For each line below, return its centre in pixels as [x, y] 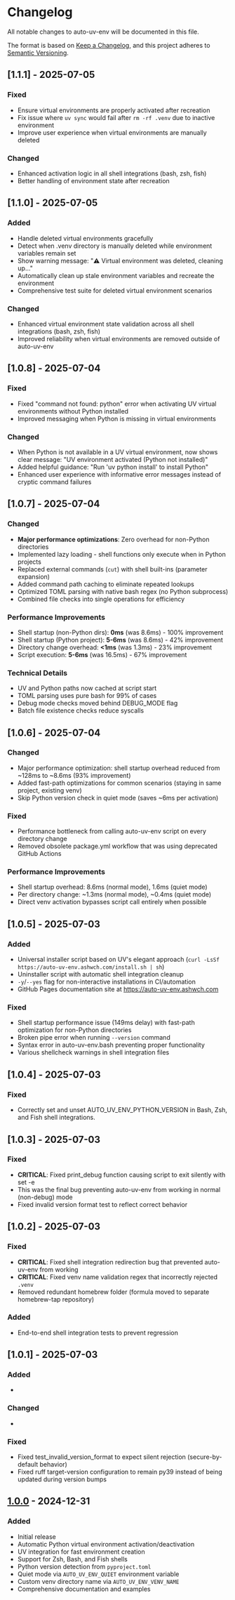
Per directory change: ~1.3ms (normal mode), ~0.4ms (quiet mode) [114, 894]
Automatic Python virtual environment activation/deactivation [106, 1544]
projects [29, 562]
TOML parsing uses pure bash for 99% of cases [87, 696]
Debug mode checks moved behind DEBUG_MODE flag [98, 703]
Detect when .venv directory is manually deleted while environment [115, 246]
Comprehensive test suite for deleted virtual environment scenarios [115, 290]
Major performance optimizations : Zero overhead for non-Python [113, 539]
